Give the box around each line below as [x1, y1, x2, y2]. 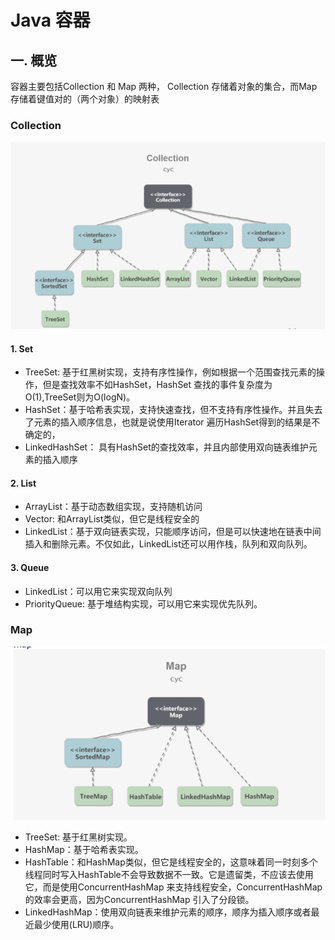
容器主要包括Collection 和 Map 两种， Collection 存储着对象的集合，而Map [10, 81, 318, 92]
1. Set [10, 342, 34, 355]
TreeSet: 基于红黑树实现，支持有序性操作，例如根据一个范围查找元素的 [24, 366, 317, 378]
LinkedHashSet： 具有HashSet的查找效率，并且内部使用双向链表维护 [24, 441, 309, 453]
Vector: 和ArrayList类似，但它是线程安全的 [24, 513, 200, 525]
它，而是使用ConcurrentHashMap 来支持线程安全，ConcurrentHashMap [24, 881, 323, 893]
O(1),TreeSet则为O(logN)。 [24, 391, 136, 403]
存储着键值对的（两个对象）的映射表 [10, 93, 160, 105]
